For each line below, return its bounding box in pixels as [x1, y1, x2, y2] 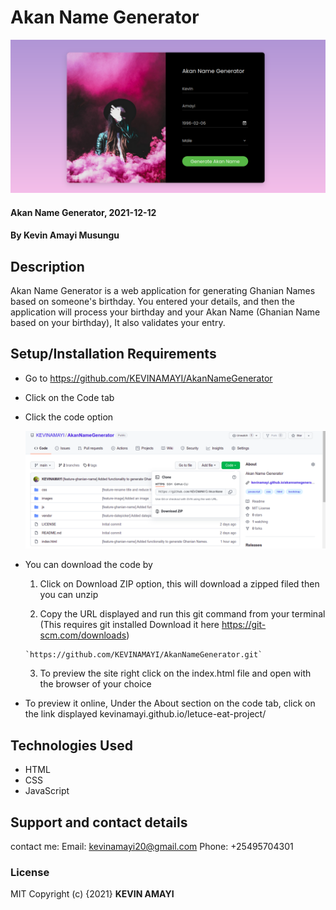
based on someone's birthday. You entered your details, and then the [10, 296, 295, 308]
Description [10, 258, 85, 275]
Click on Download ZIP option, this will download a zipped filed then [39, 578, 320, 590]
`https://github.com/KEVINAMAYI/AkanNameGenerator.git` [24, 650, 263, 660]
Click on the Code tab [24, 391, 115, 403]
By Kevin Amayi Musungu [10, 229, 120, 241]
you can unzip [39, 589, 99, 601]
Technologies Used [10, 737, 133, 754]
